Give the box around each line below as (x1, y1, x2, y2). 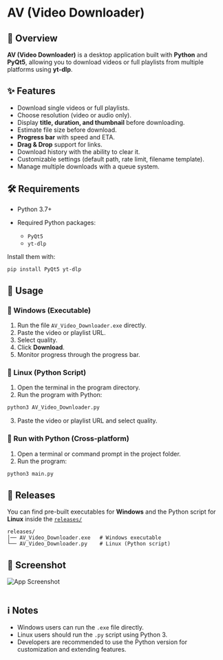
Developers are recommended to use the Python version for (17, 637, 188, 646)
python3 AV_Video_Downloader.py (7, 404, 100, 411)
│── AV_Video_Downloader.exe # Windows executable (7, 534, 162, 541)
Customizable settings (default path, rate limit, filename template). (17, 155, 204, 163)
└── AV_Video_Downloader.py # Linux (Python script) (7, 541, 171, 547)
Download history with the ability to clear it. (17, 147, 140, 156)
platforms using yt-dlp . (7, 66, 73, 73)
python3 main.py (7, 470, 54, 477)
